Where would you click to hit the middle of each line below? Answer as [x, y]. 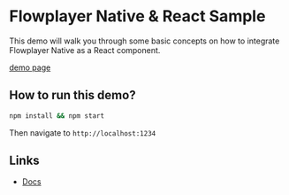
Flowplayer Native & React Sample [137, 16]
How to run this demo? [72, 95]
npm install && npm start [57, 116]
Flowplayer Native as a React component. [85, 50]
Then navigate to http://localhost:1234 [83, 133]
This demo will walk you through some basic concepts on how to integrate [144, 41]
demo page [30, 67]
